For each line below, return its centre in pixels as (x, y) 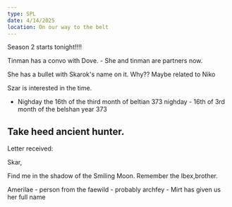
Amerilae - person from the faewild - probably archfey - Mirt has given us (114, 190)
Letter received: (30, 148)
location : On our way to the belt (58, 27)
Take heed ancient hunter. (66, 131)
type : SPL (22, 14)
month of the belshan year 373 (62, 110)
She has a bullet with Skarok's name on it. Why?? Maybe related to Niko (111, 74)
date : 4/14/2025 (31, 20)
